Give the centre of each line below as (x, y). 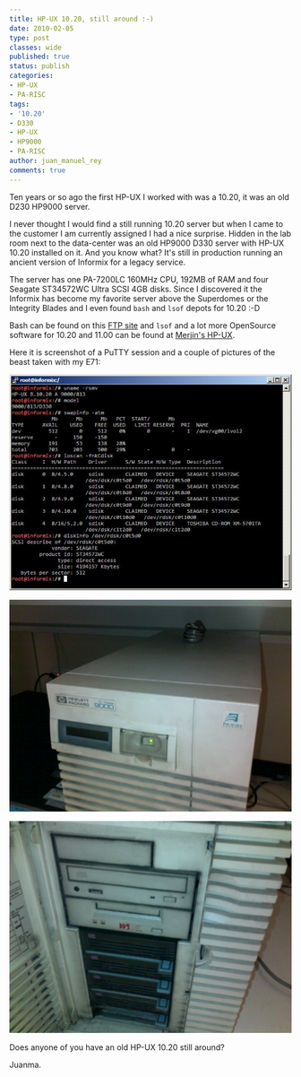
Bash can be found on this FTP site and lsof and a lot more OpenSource (142, 325)
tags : (19, 104)
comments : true (38, 170)
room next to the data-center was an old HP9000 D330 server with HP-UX (147, 243)
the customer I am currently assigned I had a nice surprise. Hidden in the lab (150, 233)
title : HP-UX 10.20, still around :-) (82, 19)
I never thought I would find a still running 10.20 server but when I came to (146, 223)
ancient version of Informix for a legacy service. (98, 262)
